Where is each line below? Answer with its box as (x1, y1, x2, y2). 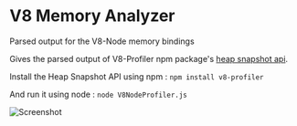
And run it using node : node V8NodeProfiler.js (9, 89, 187, 100)
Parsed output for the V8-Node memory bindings (9, 36, 195, 47)
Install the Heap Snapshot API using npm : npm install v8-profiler (9, 70, 264, 82)
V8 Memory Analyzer (9, 5, 175, 26)
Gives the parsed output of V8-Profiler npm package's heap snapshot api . (9, 53, 289, 64)
